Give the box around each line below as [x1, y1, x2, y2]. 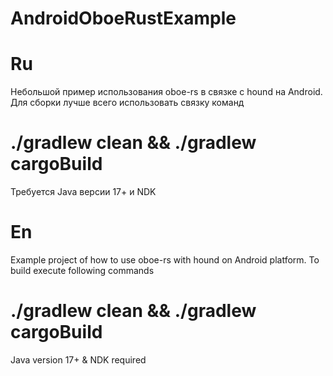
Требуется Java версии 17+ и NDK [10, 186, 157, 198]
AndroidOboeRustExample [10, 7, 237, 30]
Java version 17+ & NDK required [10, 353, 147, 366]
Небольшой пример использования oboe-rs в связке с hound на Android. [10, 86, 323, 98]
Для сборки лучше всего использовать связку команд [10, 97, 245, 109]
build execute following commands [10, 265, 155, 276]
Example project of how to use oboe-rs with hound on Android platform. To [10, 254, 320, 266]
